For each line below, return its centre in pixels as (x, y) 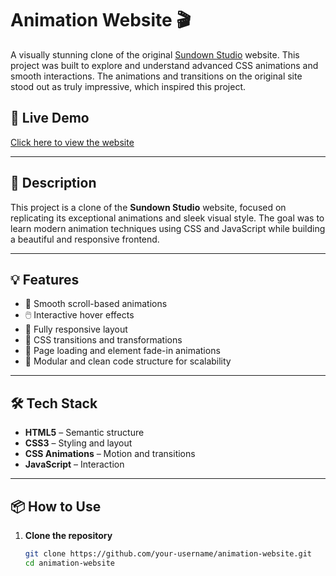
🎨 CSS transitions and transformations (103, 340)
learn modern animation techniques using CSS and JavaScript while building (168, 228)
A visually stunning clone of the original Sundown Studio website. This (155, 54)
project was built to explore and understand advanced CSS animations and (164, 65)
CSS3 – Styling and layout (78, 443)
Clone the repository (68, 535)
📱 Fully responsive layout (76, 329)
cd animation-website (69, 563)
